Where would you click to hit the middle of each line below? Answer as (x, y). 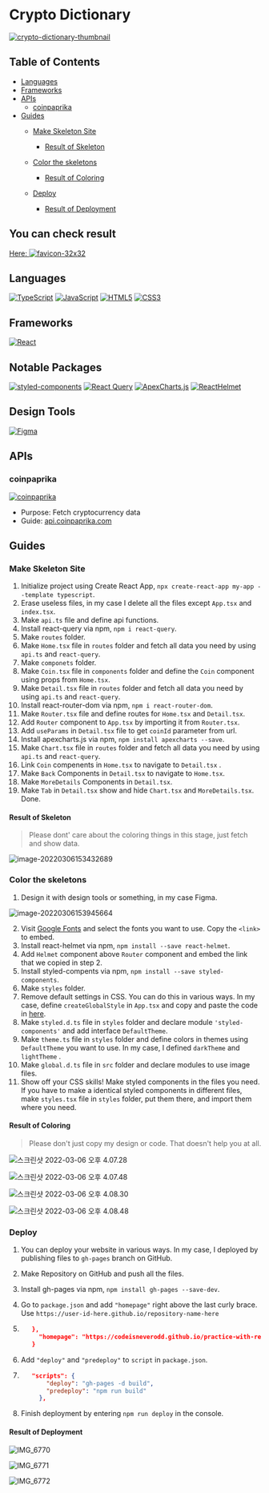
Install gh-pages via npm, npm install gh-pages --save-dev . (120, 1289)
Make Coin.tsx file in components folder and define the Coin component (137, 672)
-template (37, 595)
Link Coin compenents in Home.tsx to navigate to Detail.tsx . (121, 765)
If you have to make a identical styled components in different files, (131, 1090)
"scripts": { (53, 1376)
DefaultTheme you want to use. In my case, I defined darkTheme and (130, 1047)
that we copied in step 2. (62, 962)
